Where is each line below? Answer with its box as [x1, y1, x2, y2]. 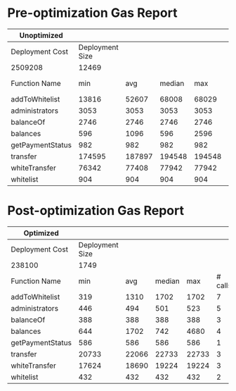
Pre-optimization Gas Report [7, 5, 178, 21]
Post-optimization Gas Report [7, 203, 185, 219]
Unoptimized [19, 30, 63, 40]
